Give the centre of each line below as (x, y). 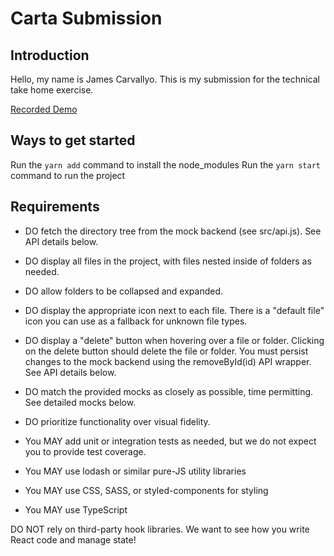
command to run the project (68, 175)
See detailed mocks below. (80, 402)
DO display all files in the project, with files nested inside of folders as (168, 261)
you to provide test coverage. (85, 451)
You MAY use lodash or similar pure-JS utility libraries (135, 471)
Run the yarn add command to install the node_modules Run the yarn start (165, 164)
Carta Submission (86, 18)
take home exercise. (52, 90)
